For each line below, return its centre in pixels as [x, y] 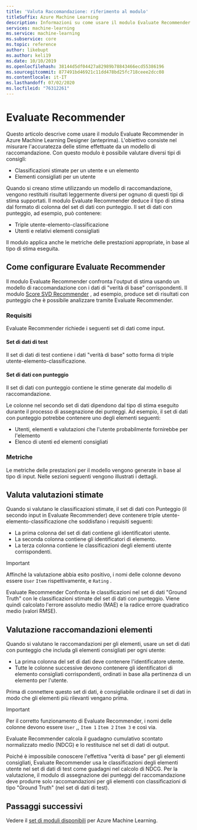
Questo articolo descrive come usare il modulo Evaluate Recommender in [95, 134]
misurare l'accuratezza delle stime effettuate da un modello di [81, 146]
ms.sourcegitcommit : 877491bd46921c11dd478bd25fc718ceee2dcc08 [85, 72]
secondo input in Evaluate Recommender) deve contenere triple [83, 515]
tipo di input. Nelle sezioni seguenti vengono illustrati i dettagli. [82, 476]
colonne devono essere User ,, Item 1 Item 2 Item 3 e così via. [81, 727]
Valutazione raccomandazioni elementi [79, 630]
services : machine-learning [41, 28]
